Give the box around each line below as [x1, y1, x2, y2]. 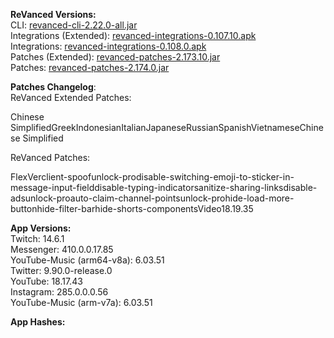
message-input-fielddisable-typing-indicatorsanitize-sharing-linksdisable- [10, 182, 318, 193]
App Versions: [10, 222, 72, 234]
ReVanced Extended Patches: [10, 92, 132, 103]
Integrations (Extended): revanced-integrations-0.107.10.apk [10, 30, 257, 41]
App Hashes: [10, 316, 66, 328]
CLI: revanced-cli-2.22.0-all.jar [10, 19, 138, 31]
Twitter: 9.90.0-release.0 [10, 265, 113, 276]
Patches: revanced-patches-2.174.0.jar [10, 62, 170, 73]
